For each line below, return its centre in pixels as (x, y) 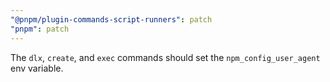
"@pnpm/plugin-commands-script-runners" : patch (111, 19)
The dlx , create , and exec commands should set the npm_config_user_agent (165, 57)
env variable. (37, 68)
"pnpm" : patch (40, 29)
